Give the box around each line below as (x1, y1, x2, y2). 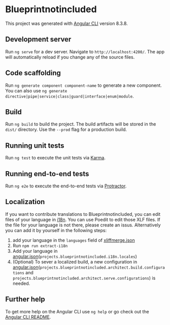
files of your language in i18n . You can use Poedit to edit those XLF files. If (5, 216, 161, 222)
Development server (5, 35, 72, 44)
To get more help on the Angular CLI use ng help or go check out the (5, 308, 149, 314)
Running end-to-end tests (5, 169, 89, 178)
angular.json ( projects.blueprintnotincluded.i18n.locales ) (12, 253, 137, 259)
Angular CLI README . (5, 314, 51, 320)
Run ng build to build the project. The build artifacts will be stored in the (5, 121, 156, 127)
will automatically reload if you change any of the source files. (5, 54, 135, 60)
